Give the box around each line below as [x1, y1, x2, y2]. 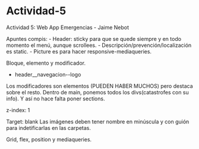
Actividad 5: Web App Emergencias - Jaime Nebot [6, 24, 129, 31]
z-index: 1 [6, 106, 30, 113]
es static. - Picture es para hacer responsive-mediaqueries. [6, 47, 152, 55]
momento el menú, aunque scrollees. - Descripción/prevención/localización [6, 42, 192, 49]
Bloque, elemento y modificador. [6, 59, 86, 66]
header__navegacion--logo [14, 71, 81, 78]
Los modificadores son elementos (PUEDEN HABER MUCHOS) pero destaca [6, 82, 193, 90]
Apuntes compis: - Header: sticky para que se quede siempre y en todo [6, 35, 182, 42]
